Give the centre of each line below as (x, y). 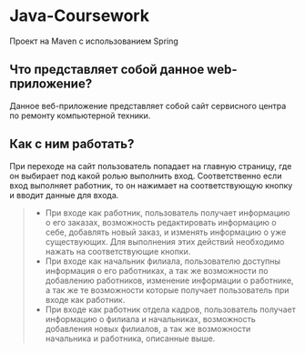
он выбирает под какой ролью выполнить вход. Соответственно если (146, 176)
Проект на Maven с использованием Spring (94, 41)
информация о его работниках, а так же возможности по (157, 270)
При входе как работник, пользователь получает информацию (168, 212)
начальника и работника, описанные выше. (130, 338)
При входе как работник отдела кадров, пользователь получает (170, 309)
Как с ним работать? (72, 144)
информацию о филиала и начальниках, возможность (151, 318)
